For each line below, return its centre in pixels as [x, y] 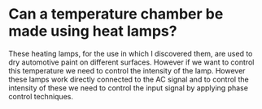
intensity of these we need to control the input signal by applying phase [128, 88]
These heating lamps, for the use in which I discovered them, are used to [131, 53]
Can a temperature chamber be [116, 14]
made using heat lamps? [93, 31]
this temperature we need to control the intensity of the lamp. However [127, 70]
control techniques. [41, 96]
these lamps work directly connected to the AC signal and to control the [129, 79]
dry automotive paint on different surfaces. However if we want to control [131, 62]
